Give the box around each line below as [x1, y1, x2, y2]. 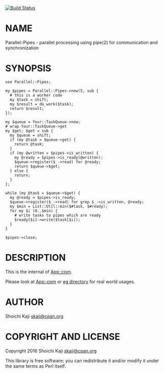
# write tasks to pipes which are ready [14, 212, 101, 218]
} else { [10, 168, 28, 173]
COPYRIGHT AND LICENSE [5, 331, 120, 343]
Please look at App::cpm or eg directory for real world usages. [5, 278, 136, 285]
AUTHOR [5, 296, 44, 307]
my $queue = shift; [10, 133, 51, 138]
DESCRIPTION [5, 252, 66, 264]
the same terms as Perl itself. [5, 363, 66, 369]
